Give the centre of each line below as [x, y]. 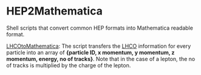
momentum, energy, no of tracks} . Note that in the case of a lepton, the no [101, 59]
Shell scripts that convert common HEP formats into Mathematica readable [100, 28]
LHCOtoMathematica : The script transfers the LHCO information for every [99, 46]
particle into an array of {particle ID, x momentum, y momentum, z [90, 52]
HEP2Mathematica [55, 11]
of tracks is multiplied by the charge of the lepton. [69, 65]
